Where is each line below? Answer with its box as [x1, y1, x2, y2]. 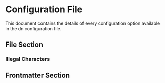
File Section [5, 40, 44, 49]
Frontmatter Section [5, 71, 70, 79]
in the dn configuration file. [5, 25, 62, 31]
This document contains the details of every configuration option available [5, 20, 160, 26]
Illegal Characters [5, 56, 50, 63]
